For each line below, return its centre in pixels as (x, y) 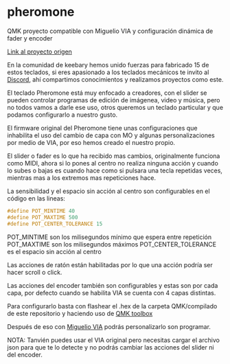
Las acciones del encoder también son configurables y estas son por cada (113, 285)
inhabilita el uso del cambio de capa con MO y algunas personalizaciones (111, 135)
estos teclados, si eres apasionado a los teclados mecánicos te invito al (108, 72)
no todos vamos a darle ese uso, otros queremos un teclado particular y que (115, 107)
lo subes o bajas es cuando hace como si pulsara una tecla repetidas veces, (115, 170)
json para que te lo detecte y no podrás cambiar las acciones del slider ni (111, 347)
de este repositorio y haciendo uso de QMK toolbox (80, 313)
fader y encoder (30, 38)
